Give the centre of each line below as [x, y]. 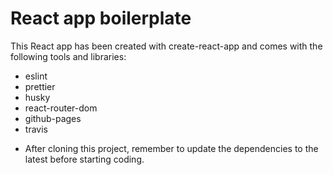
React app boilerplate [101, 18]
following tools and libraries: [68, 56]
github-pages [53, 118]
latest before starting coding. [84, 159]
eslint [36, 76]
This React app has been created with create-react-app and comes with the [166, 46]
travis [36, 129]
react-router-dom [61, 108]
